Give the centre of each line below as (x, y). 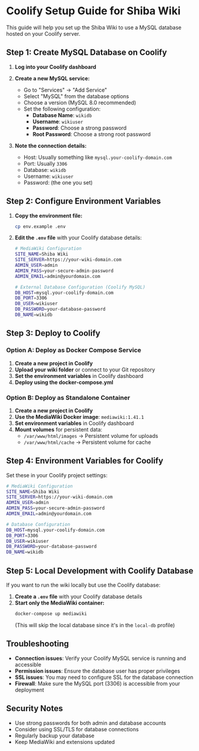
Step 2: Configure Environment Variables (84, 201)
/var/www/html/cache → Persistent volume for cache (87, 442)
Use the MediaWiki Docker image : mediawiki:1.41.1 (79, 417)
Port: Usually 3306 (45, 163)
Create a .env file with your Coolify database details (78, 597)
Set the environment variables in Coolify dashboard (79, 375)
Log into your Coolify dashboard (56, 67)
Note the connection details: (51, 145)
